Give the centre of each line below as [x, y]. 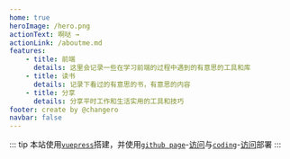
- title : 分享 [50, 93]
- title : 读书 [50, 76]
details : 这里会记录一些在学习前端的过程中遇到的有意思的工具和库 [142, 68]
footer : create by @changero [64, 110]
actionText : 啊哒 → [45, 34]
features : [28, 51]
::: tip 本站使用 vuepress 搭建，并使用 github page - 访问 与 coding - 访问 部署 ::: [145, 145]
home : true [30, 18]
